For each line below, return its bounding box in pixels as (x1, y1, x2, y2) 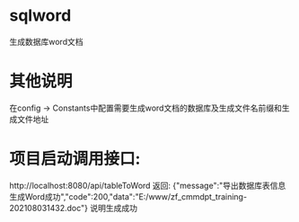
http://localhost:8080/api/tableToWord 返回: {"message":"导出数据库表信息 (9, 180, 286, 191)
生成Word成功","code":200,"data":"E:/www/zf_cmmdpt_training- (9, 191, 248, 202)
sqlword (9, 5, 72, 26)
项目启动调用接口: (9, 149, 141, 169)
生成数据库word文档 (9, 36, 84, 47)
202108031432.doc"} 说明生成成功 (9, 202, 137, 213)
